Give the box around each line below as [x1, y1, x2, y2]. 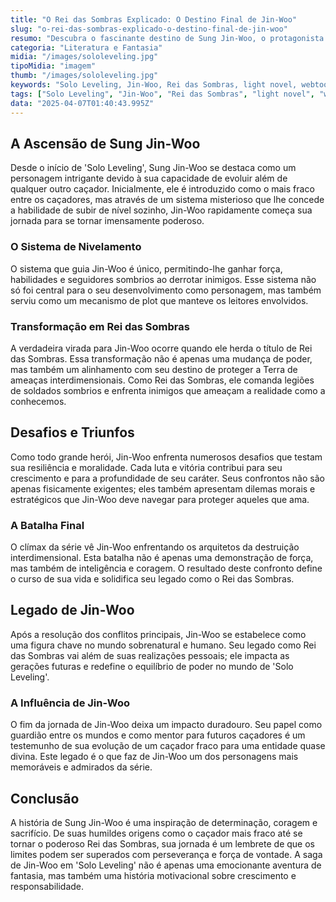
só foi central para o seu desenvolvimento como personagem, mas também [10, 284, 322, 296]
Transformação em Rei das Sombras [10, 319, 190, 333]
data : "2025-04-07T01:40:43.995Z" [10, 98, 155, 108]
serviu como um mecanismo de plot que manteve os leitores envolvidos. [10, 294, 309, 306]
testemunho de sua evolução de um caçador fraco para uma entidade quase [10, 740, 326, 752]
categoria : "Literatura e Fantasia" [10, 42, 163, 53]
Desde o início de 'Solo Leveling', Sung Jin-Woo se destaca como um [10, 162, 297, 174]
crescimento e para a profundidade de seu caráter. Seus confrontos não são [10, 472, 325, 484]
